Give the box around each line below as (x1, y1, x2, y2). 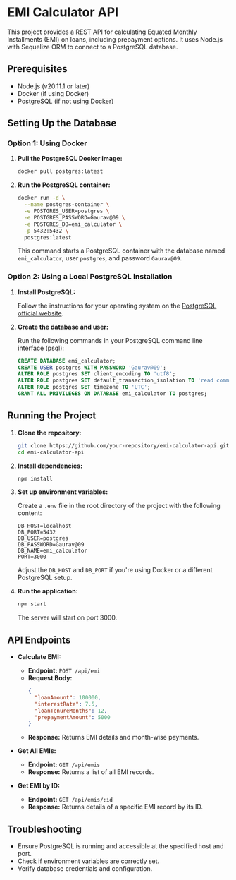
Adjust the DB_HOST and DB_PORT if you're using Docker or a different (17, 566, 213, 574)
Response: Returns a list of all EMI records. (27, 768, 154, 776)
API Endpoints (7, 634, 71, 646)
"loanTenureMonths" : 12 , (34, 707, 108, 714)
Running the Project (7, 410, 97, 422)
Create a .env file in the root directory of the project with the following (17, 502, 221, 510)
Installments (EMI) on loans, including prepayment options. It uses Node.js (7, 35, 223, 43)
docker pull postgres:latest (17, 168, 104, 175)
